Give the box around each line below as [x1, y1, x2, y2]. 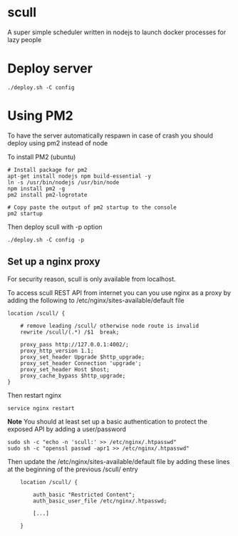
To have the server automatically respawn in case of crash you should [7, 131, 214, 140]
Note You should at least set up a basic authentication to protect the [7, 417, 208, 426]
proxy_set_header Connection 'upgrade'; [20, 359, 142, 367]
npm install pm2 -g [7, 185, 66, 192]
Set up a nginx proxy [7, 256, 101, 268]
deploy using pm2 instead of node [7, 138, 108, 147]
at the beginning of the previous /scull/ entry [7, 465, 138, 473]
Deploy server [7, 61, 93, 77]
